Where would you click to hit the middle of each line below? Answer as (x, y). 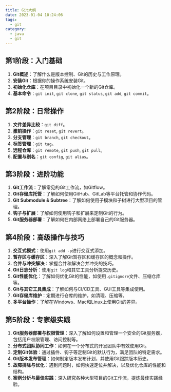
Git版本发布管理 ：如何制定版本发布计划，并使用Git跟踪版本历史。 (82, 358)
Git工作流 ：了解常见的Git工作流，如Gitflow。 (60, 187)
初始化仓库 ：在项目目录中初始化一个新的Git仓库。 (65, 87)
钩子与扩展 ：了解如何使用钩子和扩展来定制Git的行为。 (70, 213)
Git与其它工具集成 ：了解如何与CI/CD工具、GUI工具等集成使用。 (80, 289)
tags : (11, 19)
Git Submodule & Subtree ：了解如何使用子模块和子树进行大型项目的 (85, 200)
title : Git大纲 (21, 10)
